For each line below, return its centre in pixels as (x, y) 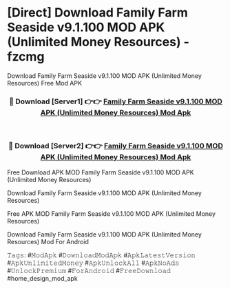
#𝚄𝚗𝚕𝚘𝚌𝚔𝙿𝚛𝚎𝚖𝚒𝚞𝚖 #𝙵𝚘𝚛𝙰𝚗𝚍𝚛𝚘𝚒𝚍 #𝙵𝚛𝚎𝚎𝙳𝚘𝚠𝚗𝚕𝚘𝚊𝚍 (89, 270)
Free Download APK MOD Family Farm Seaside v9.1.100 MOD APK (101, 172)
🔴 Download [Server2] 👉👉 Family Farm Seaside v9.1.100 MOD (116, 146)
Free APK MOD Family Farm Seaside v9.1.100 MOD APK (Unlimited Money (111, 213)
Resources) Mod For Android (48, 241)
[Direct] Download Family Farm (97, 13)
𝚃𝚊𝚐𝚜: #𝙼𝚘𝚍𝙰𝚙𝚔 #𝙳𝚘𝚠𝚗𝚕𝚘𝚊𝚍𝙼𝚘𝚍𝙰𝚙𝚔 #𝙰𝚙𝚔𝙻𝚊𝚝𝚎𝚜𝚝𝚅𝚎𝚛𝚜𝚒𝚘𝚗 (102, 255)
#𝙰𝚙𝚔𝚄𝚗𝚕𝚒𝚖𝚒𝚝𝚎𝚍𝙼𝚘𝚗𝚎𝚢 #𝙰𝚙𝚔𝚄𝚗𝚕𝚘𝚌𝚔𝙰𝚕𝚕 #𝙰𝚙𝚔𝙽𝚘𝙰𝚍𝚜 (93, 263)
